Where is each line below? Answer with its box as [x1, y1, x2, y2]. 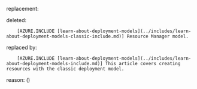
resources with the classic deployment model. [6, 66, 125, 72]
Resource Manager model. [126, 33, 189, 39]
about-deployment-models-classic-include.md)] [6, 33, 125, 39]
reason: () [6, 76, 31, 83]
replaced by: [6, 44, 37, 51]
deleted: [6, 17, 27, 23]
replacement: [6, 5, 39, 12]
